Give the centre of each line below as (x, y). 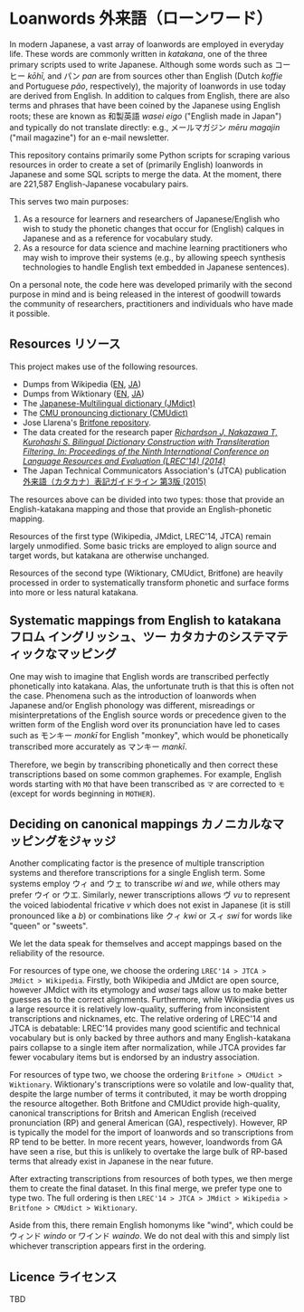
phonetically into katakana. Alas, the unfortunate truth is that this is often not (152, 686)
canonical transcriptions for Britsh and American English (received (133, 1113)
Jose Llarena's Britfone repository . (87, 423)
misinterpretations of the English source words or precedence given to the (148, 715)
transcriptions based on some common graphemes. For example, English (146, 774)
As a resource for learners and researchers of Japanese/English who (151, 219)
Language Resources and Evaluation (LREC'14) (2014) (124, 461)
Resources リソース (65, 344)
